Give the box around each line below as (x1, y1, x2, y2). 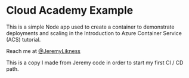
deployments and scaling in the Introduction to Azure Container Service (6, 29, 182, 36)
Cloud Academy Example (6, 4, 134, 17)
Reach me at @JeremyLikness (6, 47, 80, 54)
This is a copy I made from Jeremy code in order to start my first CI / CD (6, 59, 184, 66)
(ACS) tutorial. (6, 36, 41, 43)
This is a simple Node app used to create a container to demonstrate (6, 23, 175, 30)
